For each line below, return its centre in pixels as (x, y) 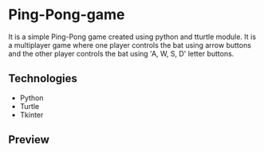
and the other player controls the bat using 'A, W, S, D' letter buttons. (121, 53)
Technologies (43, 78)
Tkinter (32, 115)
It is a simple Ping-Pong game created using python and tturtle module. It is (132, 37)
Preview (29, 140)
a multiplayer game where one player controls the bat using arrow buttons (130, 45)
